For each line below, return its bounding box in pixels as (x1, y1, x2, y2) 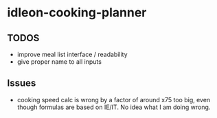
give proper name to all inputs (16, 58, 102, 66)
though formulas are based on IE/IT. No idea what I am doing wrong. (16, 103, 211, 111)
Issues (7, 78, 36, 89)
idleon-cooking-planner (7, 5, 147, 21)
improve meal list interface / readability (16, 50, 128, 58)
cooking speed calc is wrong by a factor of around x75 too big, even (16, 95, 211, 104)
